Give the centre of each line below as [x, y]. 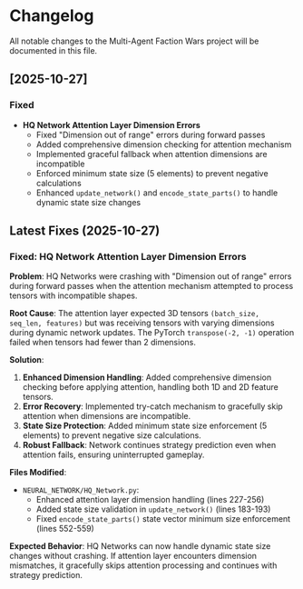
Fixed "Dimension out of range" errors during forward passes [151, 135]
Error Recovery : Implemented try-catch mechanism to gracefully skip [152, 406]
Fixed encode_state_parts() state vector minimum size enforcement [163, 519]
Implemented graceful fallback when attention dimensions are [151, 154]
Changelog [52, 16]
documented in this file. [54, 50]
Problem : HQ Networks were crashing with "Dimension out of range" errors [151, 276]
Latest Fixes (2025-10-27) [85, 231]
